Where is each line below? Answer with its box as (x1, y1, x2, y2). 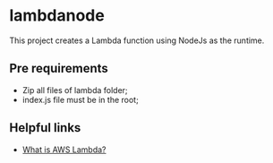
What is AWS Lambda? (21, 144, 107, 155)
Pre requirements (9, 61, 109, 76)
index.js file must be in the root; (21, 94, 139, 105)
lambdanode (9, 5, 105, 26)
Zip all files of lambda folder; (21, 84, 128, 95)
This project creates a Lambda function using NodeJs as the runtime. (9, 35, 265, 46)
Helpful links (9, 120, 81, 135)
